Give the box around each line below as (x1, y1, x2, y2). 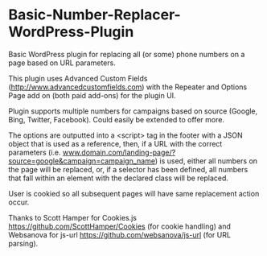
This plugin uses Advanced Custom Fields (8, 73, 148, 83)
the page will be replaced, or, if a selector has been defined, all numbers (8, 164, 249, 174)
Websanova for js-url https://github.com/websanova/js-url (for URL (8, 229, 232, 239)
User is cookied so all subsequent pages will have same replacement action (8, 188, 260, 198)
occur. (8, 197, 30, 207)
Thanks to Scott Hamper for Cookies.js (8, 213, 138, 222)
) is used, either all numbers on (154, 155, 258, 166)
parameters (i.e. (8, 147, 62, 157)
